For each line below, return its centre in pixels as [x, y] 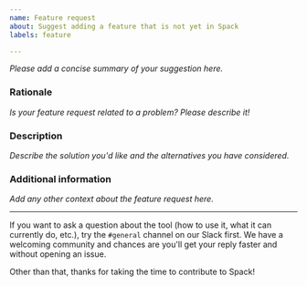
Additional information [61, 179]
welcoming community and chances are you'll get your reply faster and [143, 245]
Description [36, 136]
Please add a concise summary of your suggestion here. [116, 68]
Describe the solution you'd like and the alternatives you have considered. [149, 155]
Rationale [31, 92]
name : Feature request [53, 18]
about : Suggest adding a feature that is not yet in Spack [124, 26]
